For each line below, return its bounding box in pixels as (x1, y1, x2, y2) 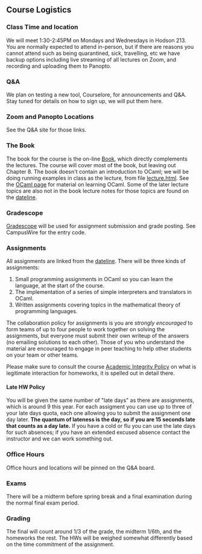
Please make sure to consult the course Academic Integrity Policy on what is (6, 363, 197, 371)
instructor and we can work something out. (6, 435, 113, 442)
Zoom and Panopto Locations (6, 112, 95, 121)
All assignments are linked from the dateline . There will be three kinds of (6, 258, 186, 265)
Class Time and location (6, 23, 78, 31)
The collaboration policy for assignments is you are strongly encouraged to (6, 319, 193, 326)
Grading (6, 514, 31, 523)
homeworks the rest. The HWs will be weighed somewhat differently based (6, 534, 193, 542)
